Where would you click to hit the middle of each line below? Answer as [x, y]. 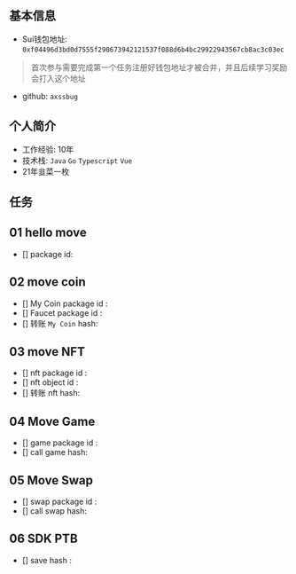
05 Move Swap [51, 480]
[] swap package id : [59, 502]
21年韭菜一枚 [46, 171]
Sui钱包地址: [45, 39]
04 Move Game [52, 421]
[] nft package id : [55, 373]
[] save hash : [47, 560]
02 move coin [47, 282]
